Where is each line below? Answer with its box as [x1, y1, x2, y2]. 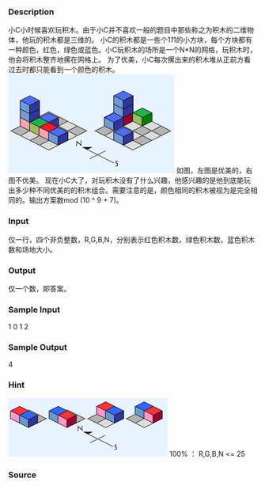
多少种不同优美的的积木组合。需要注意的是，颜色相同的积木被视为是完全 [14, 185, 251, 196]
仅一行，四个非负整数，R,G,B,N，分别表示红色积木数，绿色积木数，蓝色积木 [8, 234, 256, 244]
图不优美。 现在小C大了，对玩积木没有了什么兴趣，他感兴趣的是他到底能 [8, 176, 244, 185]
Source [8, 469, 37, 480]
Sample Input [8, 304, 61, 315]
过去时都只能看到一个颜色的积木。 [8, 65, 119, 74]
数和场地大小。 [8, 245, 57, 254]
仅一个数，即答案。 [8, 283, 71, 293]
